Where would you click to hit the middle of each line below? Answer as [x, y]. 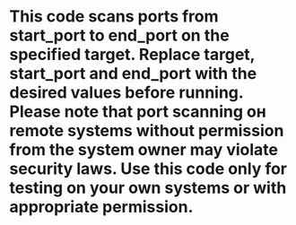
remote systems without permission [147, 131]
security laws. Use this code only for [148, 169]
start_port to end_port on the [120, 35]
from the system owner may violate [144, 150]
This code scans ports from [114, 17]
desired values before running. [126, 93]
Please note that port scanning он [138, 112]
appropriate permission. [101, 207]
